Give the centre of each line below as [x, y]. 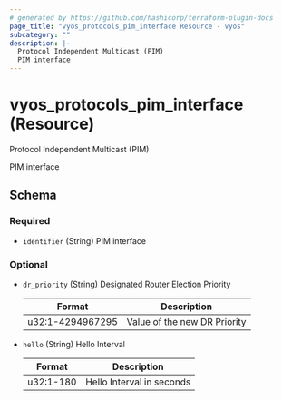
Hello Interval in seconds [138, 382]
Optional [29, 264]
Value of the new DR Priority [186, 321]
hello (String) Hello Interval [73, 344]
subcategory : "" [40, 34]
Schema [33, 195]
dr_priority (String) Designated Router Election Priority [126, 284]
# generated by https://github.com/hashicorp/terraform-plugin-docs [141, 18]
